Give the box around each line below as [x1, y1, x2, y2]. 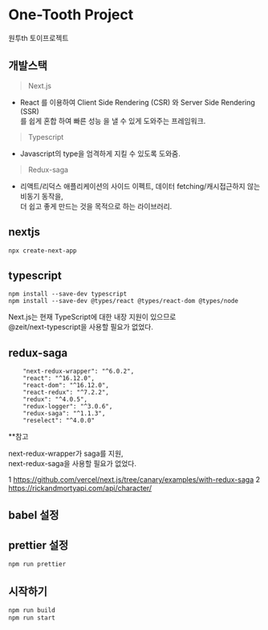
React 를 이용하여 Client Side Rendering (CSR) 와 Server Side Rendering [19, 97, 255, 107]
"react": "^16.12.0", [22, 374, 95, 382]
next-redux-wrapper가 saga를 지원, [8, 448, 124, 459]
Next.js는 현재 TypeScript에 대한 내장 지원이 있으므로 [8, 312, 177, 322]
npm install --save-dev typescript [8, 290, 128, 298]
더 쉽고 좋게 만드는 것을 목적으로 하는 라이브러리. [19, 201, 173, 211]
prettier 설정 [8, 538, 69, 552]
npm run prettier [8, 560, 67, 568]
